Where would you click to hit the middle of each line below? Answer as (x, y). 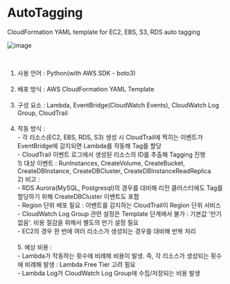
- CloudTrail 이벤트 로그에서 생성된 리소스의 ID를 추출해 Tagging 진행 (111, 154)
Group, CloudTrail (42, 113)
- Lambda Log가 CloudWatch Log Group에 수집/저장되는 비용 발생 (109, 273)
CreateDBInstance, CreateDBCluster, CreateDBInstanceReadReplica (114, 170)
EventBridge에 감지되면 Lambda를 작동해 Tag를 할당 (89, 145)
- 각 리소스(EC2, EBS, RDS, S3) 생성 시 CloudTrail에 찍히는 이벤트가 (110, 137)
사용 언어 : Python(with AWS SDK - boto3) (77, 73)
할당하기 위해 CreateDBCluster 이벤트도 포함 (78, 196)
